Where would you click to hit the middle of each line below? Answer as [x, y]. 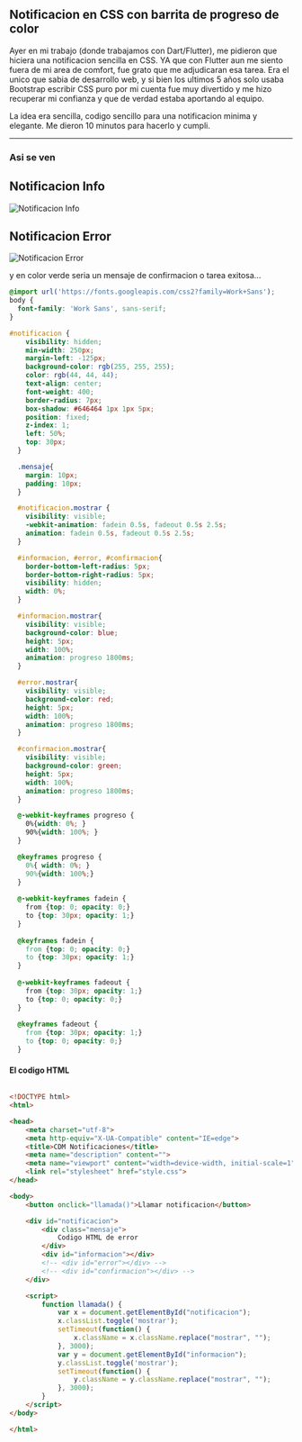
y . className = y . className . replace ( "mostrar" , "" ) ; [172, 1380]
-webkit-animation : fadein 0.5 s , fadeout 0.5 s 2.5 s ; [126, 525]
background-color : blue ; [72, 633]
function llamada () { [82, 1304]
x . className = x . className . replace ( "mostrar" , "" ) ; [172, 1338]
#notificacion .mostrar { [64, 508]
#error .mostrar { [48, 683]
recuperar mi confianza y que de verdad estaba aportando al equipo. [137, 98]
